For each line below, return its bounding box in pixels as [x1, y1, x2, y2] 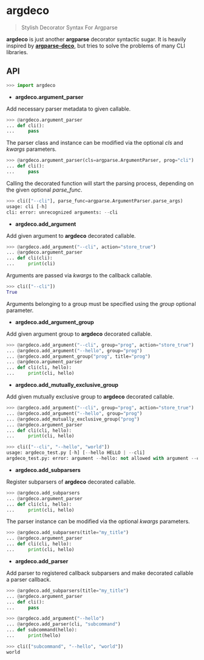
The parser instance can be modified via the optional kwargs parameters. [6, 518, 190, 525]
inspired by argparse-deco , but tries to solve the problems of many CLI [6, 42, 185, 49]
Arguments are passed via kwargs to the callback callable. [6, 272, 153, 279]
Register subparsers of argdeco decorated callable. [6, 478, 136, 485]
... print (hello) [6, 633, 61, 639]
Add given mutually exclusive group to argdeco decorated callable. [6, 393, 174, 400]
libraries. [6, 48, 29, 55]
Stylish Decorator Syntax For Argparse [21, 24, 118, 31]
